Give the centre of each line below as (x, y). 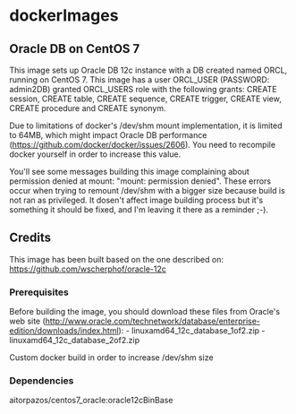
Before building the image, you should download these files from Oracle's (144, 312)
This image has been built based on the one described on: (116, 259)
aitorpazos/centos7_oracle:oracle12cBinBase (91, 401)
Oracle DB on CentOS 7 (75, 49)
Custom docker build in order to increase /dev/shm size (111, 358)
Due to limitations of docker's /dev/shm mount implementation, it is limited (146, 125)
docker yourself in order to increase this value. (95, 154)
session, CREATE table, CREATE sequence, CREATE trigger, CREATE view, (145, 99)
